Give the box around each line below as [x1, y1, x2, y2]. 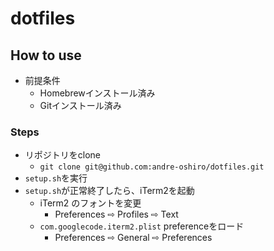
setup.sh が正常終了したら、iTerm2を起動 [24, 185, 195, 197]
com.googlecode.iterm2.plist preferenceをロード [39, 220, 245, 232]
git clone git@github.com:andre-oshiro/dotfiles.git [39, 162, 265, 172]
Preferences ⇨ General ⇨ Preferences [54, 232, 213, 244]
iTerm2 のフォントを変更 [39, 197, 142, 209]
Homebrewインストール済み [39, 87, 156, 99]
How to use [10, 47, 82, 64]
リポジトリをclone [24, 149, 102, 161]
